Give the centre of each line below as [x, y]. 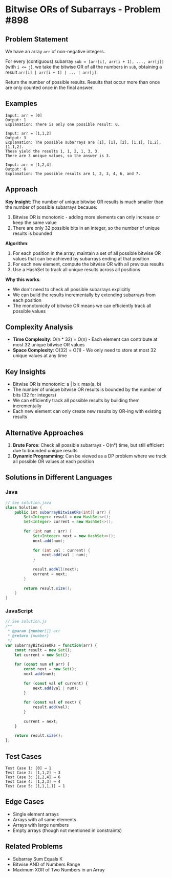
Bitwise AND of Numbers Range [46, 864]
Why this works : [23, 279]
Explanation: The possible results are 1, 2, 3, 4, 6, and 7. [73, 173]
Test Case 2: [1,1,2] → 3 [33, 773]
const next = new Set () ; [50, 669]
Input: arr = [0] [24, 115]
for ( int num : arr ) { [48, 531]
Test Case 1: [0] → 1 [28, 768]
